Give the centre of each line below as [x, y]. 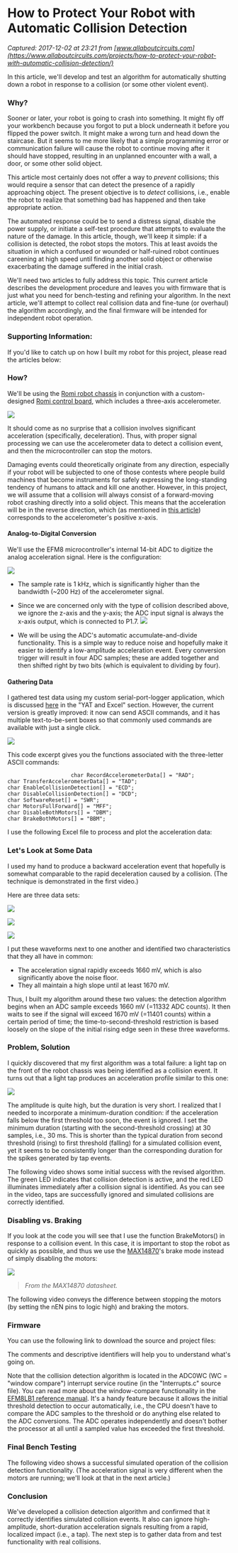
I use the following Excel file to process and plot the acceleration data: [110, 832]
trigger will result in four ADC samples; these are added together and [118, 658]
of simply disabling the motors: [52, 1259]
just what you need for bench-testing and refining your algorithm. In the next [119, 296]
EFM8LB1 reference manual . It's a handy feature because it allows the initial [118, 1399]
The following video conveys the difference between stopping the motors [114, 1299]
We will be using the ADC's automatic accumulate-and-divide [107, 635]
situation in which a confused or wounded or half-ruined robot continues [113, 252]
